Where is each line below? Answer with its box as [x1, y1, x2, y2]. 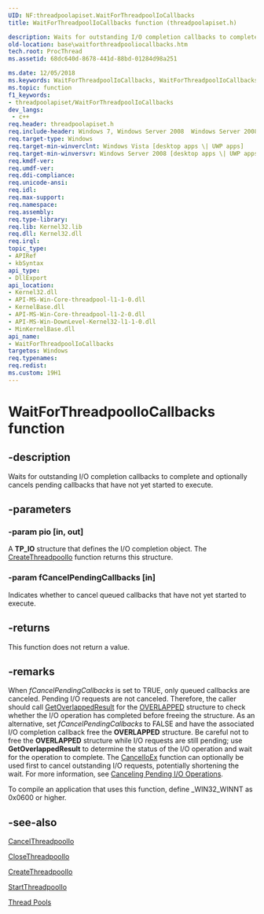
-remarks [8, 665, 55, 678]
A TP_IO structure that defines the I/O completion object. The [8, 544, 207, 554]
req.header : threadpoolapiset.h [8, 120, 114, 128]
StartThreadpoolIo [8, 883, 68, 892]
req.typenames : [8, 355, 58, 363]
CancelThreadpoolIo [8, 837, 75, 846]
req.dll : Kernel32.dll [8, 230, 82, 238]
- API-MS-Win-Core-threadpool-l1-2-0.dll [8, 311, 146, 319]
